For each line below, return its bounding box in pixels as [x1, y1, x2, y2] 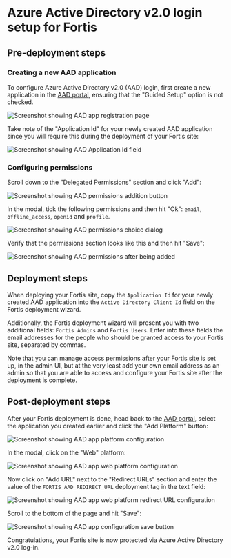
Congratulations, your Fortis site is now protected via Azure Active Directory [7, 536, 223, 544]
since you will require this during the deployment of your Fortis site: [7, 132, 199, 140]
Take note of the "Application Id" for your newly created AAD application [7, 124, 213, 132]
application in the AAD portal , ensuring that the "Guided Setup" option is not [7, 90, 223, 99]
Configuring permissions [7, 162, 93, 172]
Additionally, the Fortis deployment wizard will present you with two [7, 319, 199, 327]
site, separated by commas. [7, 340, 86, 349]
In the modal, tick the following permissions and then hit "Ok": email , [7, 205, 202, 213]
